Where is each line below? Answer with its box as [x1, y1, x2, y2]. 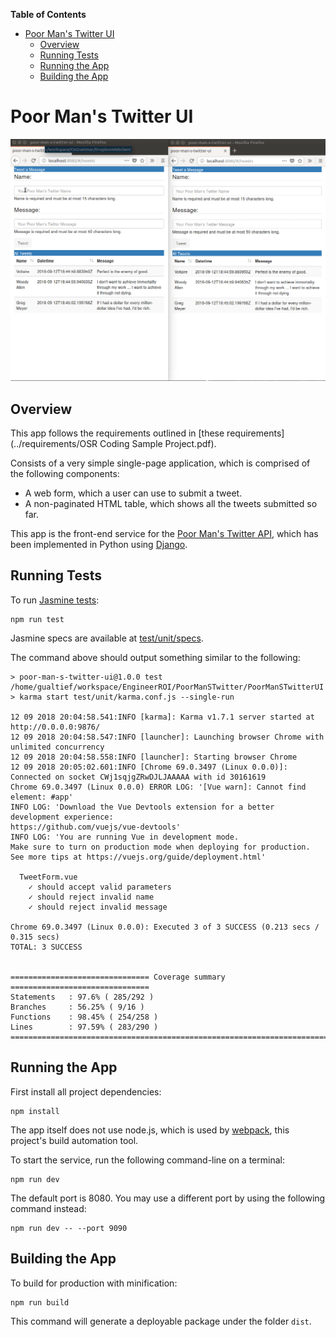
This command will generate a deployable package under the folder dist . [10, 1315, 312, 1327]
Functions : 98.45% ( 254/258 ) [10, 1012, 159, 1022]
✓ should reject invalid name [28, 892, 155, 902]
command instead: [10, 1202, 87, 1214]
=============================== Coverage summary [10, 972, 226, 982]
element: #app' [10, 792, 74, 802]
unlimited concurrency [10, 742, 105, 752]
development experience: [10, 812, 114, 822]
